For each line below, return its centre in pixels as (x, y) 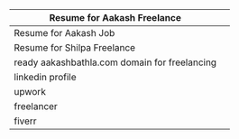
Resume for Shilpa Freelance (75, 47)
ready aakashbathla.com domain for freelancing (115, 62)
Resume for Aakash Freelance (115, 18)
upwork (30, 92)
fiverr (26, 121)
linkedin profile (45, 77)
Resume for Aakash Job (64, 33)
